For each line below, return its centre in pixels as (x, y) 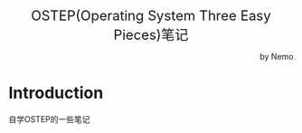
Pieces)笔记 (151, 35)
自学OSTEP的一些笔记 (50, 119)
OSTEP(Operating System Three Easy (151, 16)
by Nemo (277, 57)
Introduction (56, 93)
